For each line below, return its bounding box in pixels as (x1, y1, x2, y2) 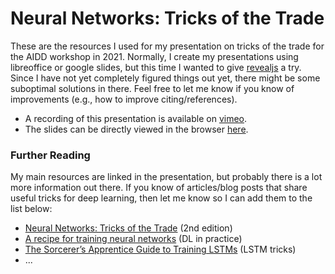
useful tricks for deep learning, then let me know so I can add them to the (10, 192, 313, 204)
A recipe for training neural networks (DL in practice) (24, 233, 243, 245)
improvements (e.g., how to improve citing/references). (10, 93, 238, 105)
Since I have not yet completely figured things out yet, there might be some (10, 72, 321, 84)
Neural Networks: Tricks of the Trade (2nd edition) (24, 222, 233, 234)
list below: (10, 203, 53, 215)
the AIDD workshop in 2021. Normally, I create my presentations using (10, 50, 299, 62)
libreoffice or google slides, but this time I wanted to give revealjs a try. (10, 61, 302, 73)
